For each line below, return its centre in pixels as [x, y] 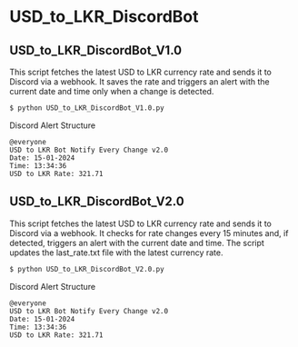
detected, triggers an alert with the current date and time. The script [137, 243]
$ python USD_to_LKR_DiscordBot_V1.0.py [87, 108]
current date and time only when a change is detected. [112, 91]
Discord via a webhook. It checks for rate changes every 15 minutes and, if [149, 233]
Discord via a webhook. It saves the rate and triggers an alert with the [139, 82]
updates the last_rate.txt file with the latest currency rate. [117, 253]
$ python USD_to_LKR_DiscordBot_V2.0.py [87, 269]
